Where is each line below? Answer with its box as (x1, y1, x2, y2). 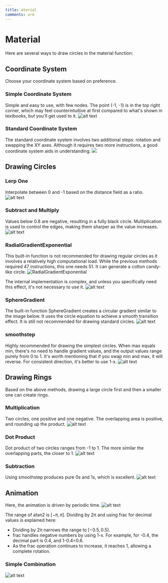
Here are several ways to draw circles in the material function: (5, 50, 133, 56)
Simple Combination (5, 561, 56, 568)
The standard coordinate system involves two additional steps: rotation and (5, 137, 161, 143)
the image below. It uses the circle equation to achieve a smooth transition (5, 313, 159, 319)
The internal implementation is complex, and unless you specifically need (5, 279, 157, 285)
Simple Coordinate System (5, 91, 72, 98)
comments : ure (5, 12, 35, 17)
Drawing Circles (5, 163, 57, 171)
